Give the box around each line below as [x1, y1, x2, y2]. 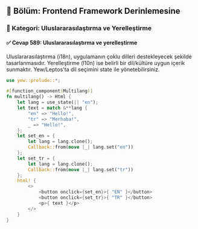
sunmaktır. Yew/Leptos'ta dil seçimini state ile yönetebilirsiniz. [6, 66, 160, 73]
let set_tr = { [17, 155, 56, 162]
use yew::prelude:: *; [6, 77, 61, 83]
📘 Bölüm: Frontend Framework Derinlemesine [6, 6, 180, 16]
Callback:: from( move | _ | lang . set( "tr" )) [28, 166, 134, 172]
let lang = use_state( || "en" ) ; [17, 99, 98, 105]
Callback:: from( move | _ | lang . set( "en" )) [28, 144, 134, 151]
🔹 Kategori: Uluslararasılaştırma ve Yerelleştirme [6, 24, 152, 33]
